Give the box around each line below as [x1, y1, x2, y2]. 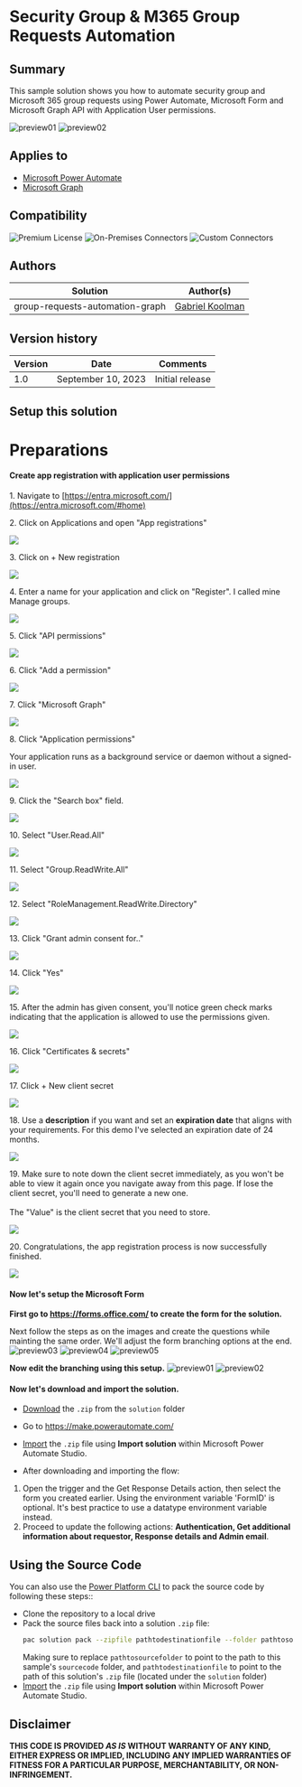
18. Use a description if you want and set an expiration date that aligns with [9, 1115, 293, 1126]
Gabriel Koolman [174, 300, 245, 313]
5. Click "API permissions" [9, 631, 106, 641]
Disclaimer [9, 1717, 71, 1732]
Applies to [9, 148, 69, 164]
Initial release [154, 373, 212, 386]
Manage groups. [9, 596, 70, 607]
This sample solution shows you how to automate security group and [9, 86, 266, 96]
